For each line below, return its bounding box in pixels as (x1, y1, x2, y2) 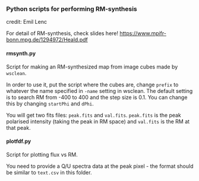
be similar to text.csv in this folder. (6, 168, 92, 176)
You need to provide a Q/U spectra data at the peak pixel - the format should (6, 163, 194, 170)
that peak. (6, 124, 31, 131)
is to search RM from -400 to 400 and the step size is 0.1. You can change (6, 93, 188, 101)
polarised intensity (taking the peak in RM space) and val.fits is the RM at (6, 118, 190, 125)
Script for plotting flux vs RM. (6, 151, 78, 158)
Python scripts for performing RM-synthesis (6, 5, 138, 13)
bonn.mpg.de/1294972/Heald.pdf (6, 36, 88, 43)
